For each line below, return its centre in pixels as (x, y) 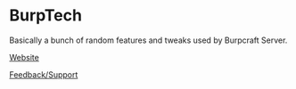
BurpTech (46, 16)
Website (25, 57)
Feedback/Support (44, 74)
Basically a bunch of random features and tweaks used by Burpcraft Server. (148, 40)
